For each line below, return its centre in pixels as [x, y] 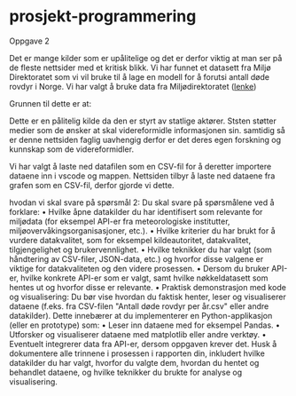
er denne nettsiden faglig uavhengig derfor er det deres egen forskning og [145, 139]
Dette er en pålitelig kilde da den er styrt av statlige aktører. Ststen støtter [143, 121]
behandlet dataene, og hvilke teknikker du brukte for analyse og [126, 372]
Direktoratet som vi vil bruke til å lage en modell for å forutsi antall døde [140, 76]
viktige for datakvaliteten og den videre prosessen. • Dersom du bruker [140, 268]
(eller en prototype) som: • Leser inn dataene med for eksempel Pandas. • [145, 325]
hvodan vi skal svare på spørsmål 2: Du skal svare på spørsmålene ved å [142, 202]
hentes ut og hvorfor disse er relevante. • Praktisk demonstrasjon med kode [148, 287]
